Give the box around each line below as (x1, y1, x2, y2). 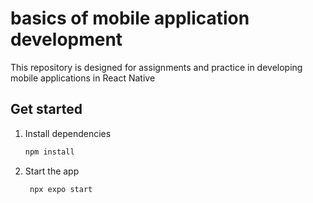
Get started (10, 101, 83, 118)
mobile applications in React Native (10, 72, 156, 84)
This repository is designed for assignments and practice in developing (10, 61, 303, 73)
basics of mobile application (10, 7, 250, 30)
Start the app (24, 165, 80, 177)
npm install (24, 147, 75, 157)
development (10, 28, 123, 51)
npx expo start (29, 184, 93, 194)
